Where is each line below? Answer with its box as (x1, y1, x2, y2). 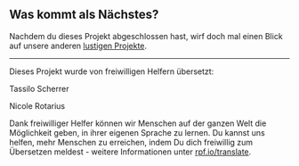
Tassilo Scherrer (9, 83, 69, 94)
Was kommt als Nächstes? (9, 7, 159, 22)
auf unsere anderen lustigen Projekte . (9, 40, 148, 51)
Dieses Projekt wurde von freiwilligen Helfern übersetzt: (9, 66, 214, 77)
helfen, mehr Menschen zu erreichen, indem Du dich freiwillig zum (9, 137, 254, 147)
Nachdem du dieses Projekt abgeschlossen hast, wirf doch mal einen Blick (9, 30, 283, 41)
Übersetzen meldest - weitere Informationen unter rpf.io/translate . (9, 146, 252, 157)
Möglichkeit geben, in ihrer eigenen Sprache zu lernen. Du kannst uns (9, 127, 265, 137)
